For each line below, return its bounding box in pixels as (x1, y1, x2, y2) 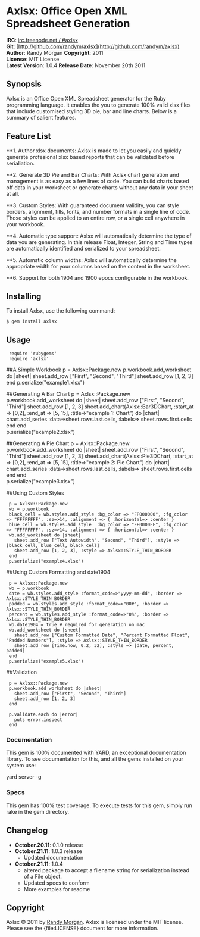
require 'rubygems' (8, 351, 58, 357)
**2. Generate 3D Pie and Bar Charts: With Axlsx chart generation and (6, 171, 180, 178)
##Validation (6, 669, 37, 676)
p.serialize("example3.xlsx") (6, 478, 76, 485)
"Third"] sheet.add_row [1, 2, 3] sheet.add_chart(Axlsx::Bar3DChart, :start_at (6, 403, 194, 410)
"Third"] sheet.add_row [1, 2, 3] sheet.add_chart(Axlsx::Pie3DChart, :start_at (6, 452, 193, 460)
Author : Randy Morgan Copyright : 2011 (6, 49, 104, 56)
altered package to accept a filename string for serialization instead (23, 866, 189, 873)
